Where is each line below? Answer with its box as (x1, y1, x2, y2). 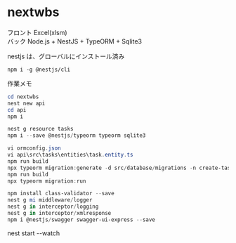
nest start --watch (7, 229, 60, 237)
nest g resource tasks (7, 126, 74, 133)
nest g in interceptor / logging (7, 203, 99, 211)
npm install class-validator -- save (7, 190, 114, 197)
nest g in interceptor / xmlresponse (7, 210, 112, 217)
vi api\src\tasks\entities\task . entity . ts (7, 152, 133, 159)
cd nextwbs (7, 93, 39, 100)
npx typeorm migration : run (7, 177, 86, 185)
